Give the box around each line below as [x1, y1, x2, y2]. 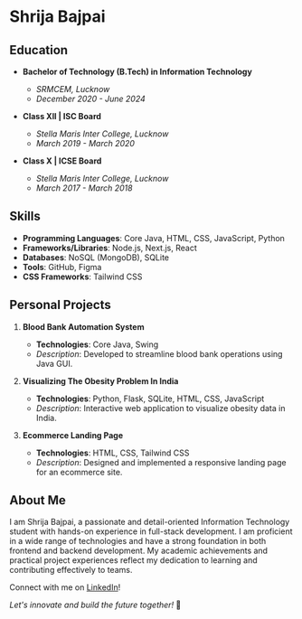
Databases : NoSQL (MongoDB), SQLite [22, 251, 170, 263]
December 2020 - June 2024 [35, 93, 146, 104]
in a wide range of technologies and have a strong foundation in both [9, 536, 267, 547]
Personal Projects [9, 297, 111, 313]
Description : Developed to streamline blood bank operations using [35, 348, 283, 359]
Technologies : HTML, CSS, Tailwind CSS [35, 447, 190, 458]
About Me [9, 492, 66, 508]
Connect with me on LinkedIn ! [9, 582, 121, 593]
